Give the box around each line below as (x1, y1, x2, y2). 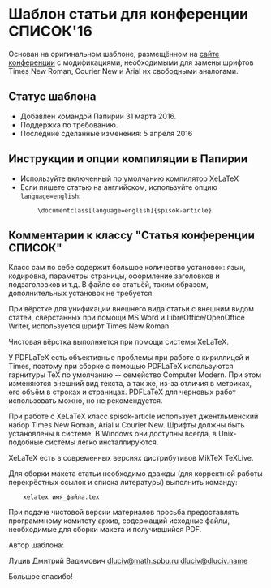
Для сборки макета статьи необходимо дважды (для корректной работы (8, 469, 264, 479)
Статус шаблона (8, 90, 97, 104)
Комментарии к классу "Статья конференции (8, 228, 256, 242)
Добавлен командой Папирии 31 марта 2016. (19, 111, 177, 121)
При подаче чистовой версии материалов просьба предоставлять (8, 508, 239, 517)
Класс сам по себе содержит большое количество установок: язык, (8, 263, 246, 273)
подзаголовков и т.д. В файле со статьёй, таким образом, (8, 280, 209, 290)
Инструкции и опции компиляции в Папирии (8, 152, 248, 166)
